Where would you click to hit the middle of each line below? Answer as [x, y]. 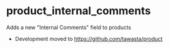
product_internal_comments [79, 11]
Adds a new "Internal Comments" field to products [69, 27]
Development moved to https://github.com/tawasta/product [89, 39]
